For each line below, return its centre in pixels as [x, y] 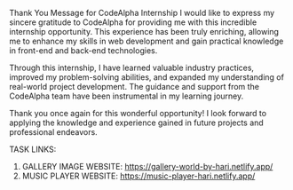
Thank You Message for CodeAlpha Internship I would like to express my [142, 13]
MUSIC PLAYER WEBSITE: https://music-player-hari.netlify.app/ [139, 176]
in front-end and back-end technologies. [83, 51]
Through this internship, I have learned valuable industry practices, [132, 67]
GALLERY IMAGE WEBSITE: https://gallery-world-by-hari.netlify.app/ [147, 166]
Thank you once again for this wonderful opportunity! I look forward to [138, 113]
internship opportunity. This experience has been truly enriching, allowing [144, 32]
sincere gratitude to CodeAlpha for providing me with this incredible [133, 22]
